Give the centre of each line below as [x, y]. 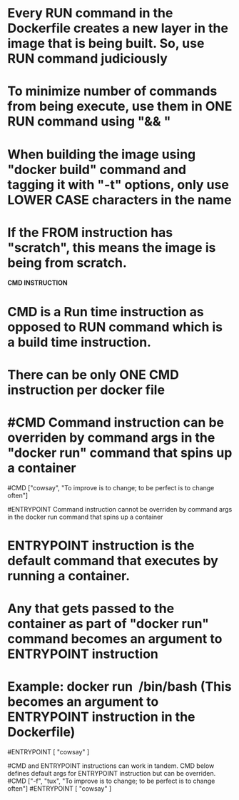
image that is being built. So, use [106, 44]
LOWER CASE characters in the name [119, 199]
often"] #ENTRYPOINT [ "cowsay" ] [60, 788]
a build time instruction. [80, 342]
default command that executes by [113, 561]
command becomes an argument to [115, 639]
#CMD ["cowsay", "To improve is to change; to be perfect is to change [111, 487]
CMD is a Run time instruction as [106, 312]
